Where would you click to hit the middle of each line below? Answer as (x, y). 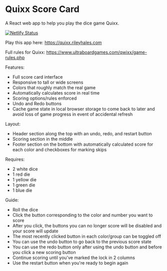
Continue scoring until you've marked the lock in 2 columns (73, 257)
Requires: (15, 159)
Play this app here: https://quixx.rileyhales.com (53, 42)
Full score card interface (37, 77)
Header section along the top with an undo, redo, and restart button (82, 133)
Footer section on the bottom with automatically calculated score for (83, 144)
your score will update (35, 231)
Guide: (12, 200)
